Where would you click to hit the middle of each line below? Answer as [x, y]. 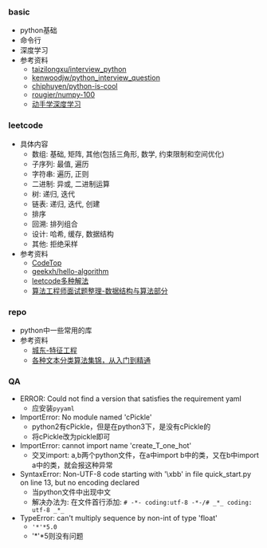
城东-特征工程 [55, 350]
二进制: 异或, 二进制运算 [71, 184]
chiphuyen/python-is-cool [75, 86]
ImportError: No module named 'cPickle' [86, 417]
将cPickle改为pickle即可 [71, 437]
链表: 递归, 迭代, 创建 [66, 204]
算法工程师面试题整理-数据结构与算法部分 [100, 291]
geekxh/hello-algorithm [70, 271]
